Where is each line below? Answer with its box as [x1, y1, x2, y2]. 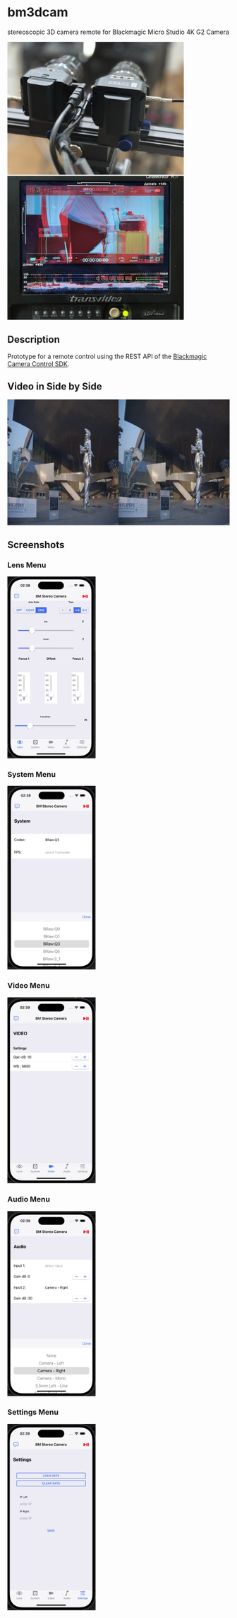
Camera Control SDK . [7, 360, 70, 368]
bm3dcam [7, 4, 68, 21]
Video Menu [7, 981, 50, 991]
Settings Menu [7, 1407, 59, 1417]
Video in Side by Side [7, 380, 102, 392]
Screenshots [7, 539, 65, 551]
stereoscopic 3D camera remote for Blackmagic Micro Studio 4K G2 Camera [7, 28, 229, 36]
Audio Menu [7, 1195, 51, 1204]
